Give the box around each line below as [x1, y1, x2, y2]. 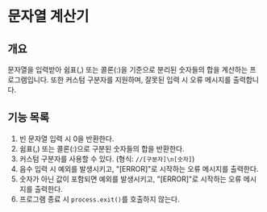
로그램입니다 [7, 75, 48, 85]
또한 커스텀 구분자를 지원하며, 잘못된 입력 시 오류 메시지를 [50, 75, 232, 85]
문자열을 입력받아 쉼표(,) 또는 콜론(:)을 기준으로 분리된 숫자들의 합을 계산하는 [7, 65, 248, 74]
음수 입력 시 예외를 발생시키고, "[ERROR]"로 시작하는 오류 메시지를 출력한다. [19, 164, 259, 173]
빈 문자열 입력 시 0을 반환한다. [19, 134, 115, 143]
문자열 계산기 [7, 7, 90, 26]
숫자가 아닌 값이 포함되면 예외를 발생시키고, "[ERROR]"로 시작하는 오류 [19, 174, 242, 184]
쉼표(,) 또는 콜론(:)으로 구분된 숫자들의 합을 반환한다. [19, 143, 185, 153]
